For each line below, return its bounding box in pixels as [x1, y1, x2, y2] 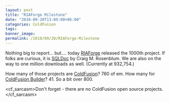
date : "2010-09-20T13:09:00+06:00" [5, 17, 81, 22]
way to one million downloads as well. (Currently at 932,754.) [5, 61, 135, 67]
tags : [5, 27, 17, 32]
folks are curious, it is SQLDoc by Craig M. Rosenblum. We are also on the [5, 55, 161, 61]
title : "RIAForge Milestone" [5, 12, 68, 17]
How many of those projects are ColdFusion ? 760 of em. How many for [5, 70, 155, 76]
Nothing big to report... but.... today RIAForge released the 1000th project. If [5, 49, 165, 56]
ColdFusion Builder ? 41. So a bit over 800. [5, 76, 94, 82]
